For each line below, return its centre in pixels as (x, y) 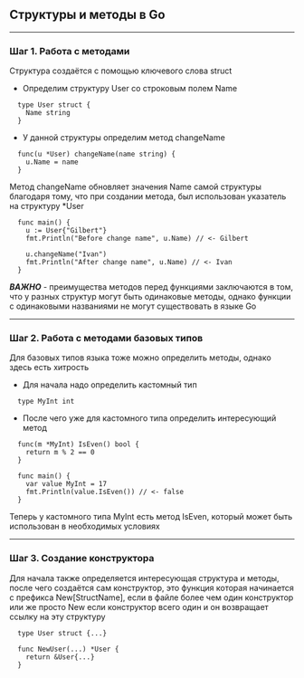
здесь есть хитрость (49, 368)
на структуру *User (47, 206)
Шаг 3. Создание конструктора (82, 559)
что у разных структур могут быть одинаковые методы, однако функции (150, 297)
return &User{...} (60, 657)
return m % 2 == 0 (60, 453)
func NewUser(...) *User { (68, 649)
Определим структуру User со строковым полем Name (130, 89)
